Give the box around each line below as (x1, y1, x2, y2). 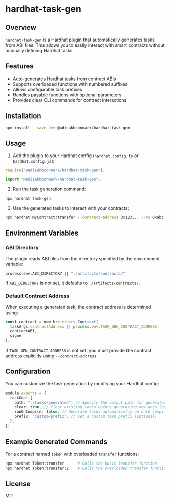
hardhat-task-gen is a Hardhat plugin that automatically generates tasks (5, 36, 155, 43)
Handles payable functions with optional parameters (12, 92, 122, 98)
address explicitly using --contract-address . (5, 353, 98, 359)
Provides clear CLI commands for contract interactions (12, 97, 127, 103)
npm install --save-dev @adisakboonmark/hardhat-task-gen (5, 125, 130, 130)
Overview (5, 23, 37, 32)
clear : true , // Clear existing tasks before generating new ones (14, 405, 157, 410)
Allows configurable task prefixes (12, 86, 82, 92)
